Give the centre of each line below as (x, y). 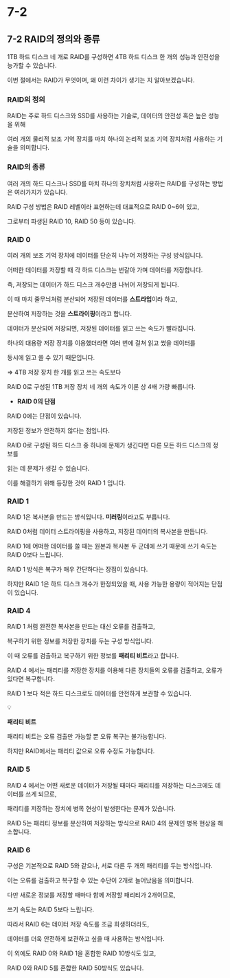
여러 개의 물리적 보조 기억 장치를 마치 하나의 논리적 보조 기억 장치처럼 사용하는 (112, 139)
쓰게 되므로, (41, 794)
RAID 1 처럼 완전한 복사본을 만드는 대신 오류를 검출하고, (81, 627)
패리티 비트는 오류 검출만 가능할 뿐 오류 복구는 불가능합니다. (87, 737)
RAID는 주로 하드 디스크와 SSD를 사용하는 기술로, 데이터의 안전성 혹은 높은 (107, 116)
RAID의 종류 (26, 167)
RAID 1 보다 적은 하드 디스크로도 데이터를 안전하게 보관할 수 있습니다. (100, 693)
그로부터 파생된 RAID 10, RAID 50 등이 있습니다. (71, 221)
